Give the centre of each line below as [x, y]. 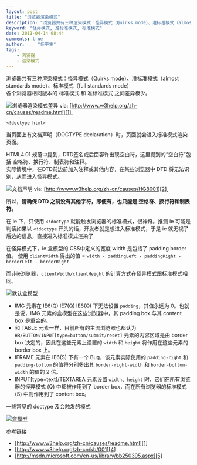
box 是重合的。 [33, 320]
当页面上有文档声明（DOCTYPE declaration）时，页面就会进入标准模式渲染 [97, 134]
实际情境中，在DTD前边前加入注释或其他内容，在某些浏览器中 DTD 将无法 [95, 169]
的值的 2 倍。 [45, 372]
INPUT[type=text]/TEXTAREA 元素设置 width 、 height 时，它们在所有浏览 [102, 379]
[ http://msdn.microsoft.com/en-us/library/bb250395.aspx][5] [89, 456]
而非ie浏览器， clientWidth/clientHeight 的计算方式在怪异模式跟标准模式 [94, 273]
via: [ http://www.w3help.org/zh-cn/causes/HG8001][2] [100, 189]
